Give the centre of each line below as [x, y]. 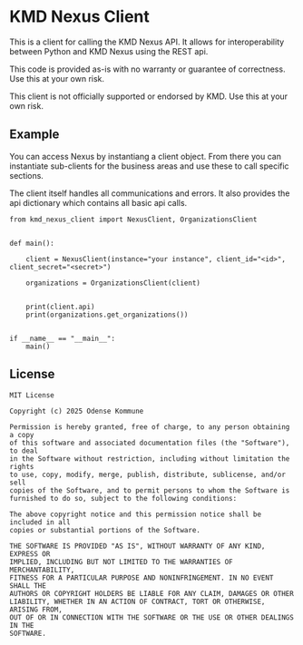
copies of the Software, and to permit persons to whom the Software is [150, 490]
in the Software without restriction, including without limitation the [150, 459]
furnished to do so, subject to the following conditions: [123, 498]
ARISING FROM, [36, 610]
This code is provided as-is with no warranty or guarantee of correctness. [147, 69]
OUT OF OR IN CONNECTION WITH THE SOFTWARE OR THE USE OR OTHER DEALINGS [152, 617]
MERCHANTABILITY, [42, 570]
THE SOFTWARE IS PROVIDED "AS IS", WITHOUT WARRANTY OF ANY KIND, [137, 546]
